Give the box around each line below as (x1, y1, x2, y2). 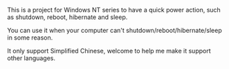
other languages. (7, 54, 56, 62)
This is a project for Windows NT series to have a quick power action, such (7, 6, 221, 14)
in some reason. (7, 33, 53, 42)
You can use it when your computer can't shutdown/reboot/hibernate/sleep (7, 27, 223, 34)
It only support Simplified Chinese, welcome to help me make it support (7, 47, 211, 55)
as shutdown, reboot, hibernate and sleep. (7, 13, 128, 21)
